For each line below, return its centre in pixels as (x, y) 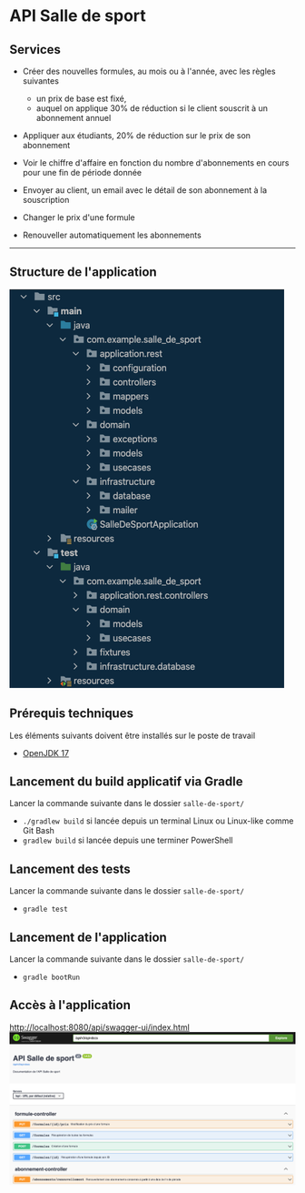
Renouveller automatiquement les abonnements (112, 235)
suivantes (40, 81)
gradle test (45, 910)
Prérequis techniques (72, 714)
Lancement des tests (70, 869)
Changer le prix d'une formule (79, 217)
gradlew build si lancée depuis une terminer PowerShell (128, 840)
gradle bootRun (51, 978)
